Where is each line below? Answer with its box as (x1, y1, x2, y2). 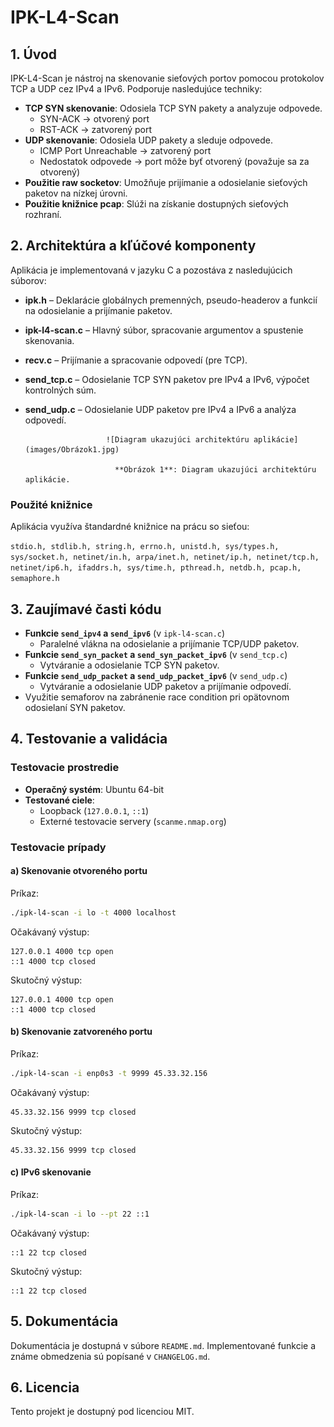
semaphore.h (10, 574, 60, 584)
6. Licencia (10, 1379, 80, 1396)
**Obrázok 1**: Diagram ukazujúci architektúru (114, 464, 317, 475)
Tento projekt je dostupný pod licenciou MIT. (10, 1406, 195, 1418)
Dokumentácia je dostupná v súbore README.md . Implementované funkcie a (10, 1339, 317, 1351)
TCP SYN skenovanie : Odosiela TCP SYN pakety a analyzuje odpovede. (24, 102, 323, 114)
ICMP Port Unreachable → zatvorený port (39, 145, 212, 156)
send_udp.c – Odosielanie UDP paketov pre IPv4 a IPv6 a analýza (24, 403, 297, 415)
